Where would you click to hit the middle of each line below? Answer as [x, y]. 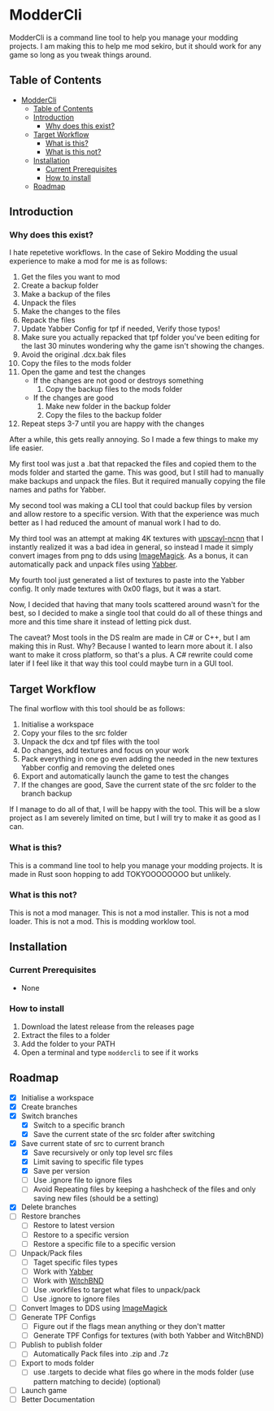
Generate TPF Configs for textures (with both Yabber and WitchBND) [148, 1335]
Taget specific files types [76, 1262]
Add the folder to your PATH [68, 1044]
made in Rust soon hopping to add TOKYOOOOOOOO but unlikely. [120, 874]
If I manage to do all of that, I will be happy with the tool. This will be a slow [135, 810]
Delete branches [48, 1207]
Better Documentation [58, 1399]
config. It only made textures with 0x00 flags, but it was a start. [115, 589]
